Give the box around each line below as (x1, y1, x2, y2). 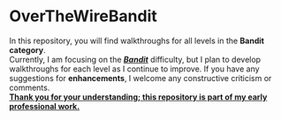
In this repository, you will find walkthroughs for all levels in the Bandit (9, 35, 265, 46)
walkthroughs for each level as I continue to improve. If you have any (9, 64, 260, 74)
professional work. (9, 101, 80, 111)
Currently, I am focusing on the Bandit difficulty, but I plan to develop (9, 54, 262, 64)
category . (9, 44, 46, 55)
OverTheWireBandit (9, 6, 157, 26)
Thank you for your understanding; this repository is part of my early (9, 91, 268, 102)
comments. (9, 82, 50, 93)
